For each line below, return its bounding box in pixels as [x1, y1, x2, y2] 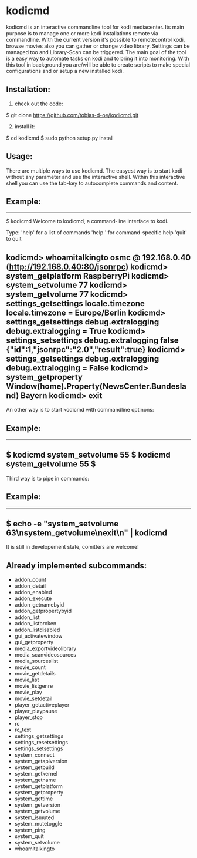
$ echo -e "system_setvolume [6, 519, 119, 529]
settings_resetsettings [14, 739, 69, 746]
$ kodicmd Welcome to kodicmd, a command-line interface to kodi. [6, 218, 169, 225]
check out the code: [14, 100, 63, 107]
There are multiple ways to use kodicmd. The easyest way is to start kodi [6, 167, 182, 174]
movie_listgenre [14, 683, 53, 690]
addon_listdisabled [14, 626, 60, 634]
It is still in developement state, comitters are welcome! [6, 544, 139, 551]
